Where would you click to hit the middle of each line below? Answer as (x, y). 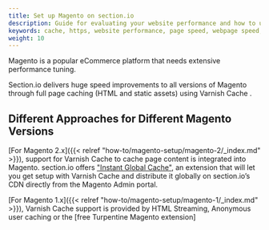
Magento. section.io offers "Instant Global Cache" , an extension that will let (132, 167)
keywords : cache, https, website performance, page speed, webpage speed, (136, 30)
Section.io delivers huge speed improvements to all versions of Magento (128, 85)
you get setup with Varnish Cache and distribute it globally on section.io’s (129, 176)
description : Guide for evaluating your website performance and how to (132, 23)
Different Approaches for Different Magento (120, 118)
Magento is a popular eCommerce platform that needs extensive (114, 61)
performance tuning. (42, 70)
